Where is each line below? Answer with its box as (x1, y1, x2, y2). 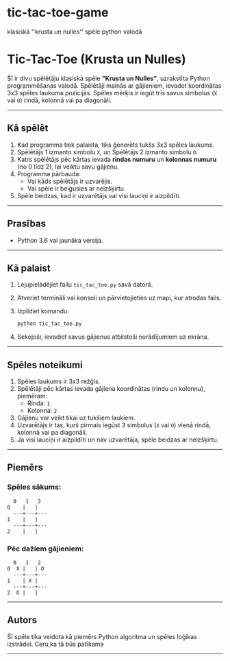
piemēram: (16, 392, 48, 400)
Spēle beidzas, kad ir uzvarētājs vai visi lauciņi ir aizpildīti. (16, 191, 181, 200)
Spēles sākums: (7, 482, 62, 492)
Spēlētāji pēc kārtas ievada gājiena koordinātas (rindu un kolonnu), (16, 385, 205, 392)
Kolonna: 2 (27, 407, 57, 414)
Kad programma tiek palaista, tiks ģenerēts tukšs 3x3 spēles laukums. (16, 141, 214, 149)
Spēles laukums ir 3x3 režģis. (16, 377, 101, 385)
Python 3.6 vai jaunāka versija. (16, 236, 104, 244)
